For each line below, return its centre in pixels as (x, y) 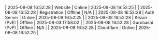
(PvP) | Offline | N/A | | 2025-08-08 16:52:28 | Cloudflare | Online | (71, 28)
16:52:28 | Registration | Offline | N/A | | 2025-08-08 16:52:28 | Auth (87, 12)
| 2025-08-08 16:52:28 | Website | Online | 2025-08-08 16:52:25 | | (72, 7)
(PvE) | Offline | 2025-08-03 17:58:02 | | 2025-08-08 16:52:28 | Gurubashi (79, 22)
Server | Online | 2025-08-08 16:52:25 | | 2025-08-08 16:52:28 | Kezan (76, 17)
